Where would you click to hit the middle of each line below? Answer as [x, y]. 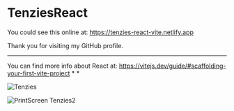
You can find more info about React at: [62, 66]
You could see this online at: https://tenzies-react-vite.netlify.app [100, 32]
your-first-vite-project [39, 73]
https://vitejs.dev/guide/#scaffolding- [172, 66]
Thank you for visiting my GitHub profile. [65, 45]
